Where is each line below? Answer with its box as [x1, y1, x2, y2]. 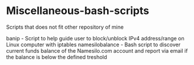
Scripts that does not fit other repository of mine [6, 23, 124, 30]
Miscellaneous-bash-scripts [6, 4, 150, 18]
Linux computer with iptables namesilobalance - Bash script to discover [6, 41, 181, 48]
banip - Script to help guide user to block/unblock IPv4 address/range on [6, 35, 185, 42]
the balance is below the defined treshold [6, 53, 108, 60]
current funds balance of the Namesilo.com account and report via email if [6, 47, 188, 54]
